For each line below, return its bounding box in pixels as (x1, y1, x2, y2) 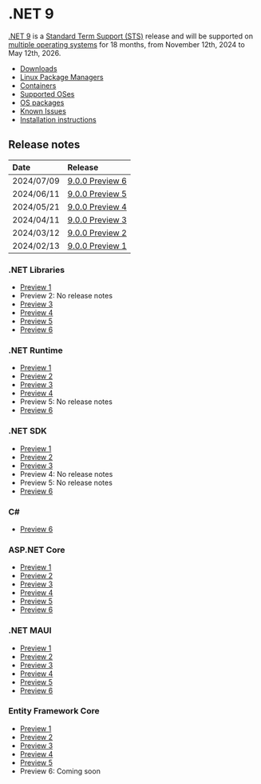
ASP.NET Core (8, 544, 65, 555)
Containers (19, 81, 57, 90)
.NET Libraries (8, 264, 65, 275)
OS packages (19, 98, 65, 107)
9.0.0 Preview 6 (67, 175, 128, 186)
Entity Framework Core (8, 706, 100, 717)
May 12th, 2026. (8, 48, 61, 58)
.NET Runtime (8, 345, 63, 356)
